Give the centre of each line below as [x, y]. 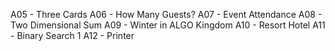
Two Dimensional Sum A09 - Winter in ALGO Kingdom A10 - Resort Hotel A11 [168, 25]
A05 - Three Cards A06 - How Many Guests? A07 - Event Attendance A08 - [166, 14]
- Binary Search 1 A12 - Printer [72, 35]
